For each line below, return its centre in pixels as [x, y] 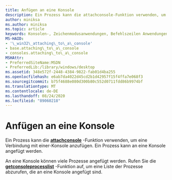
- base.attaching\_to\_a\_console [42, 48]
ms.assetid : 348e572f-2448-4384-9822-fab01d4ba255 [60, 72]
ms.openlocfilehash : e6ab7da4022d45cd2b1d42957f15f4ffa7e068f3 [74, 77]
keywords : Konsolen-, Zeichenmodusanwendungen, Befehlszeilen [73, 34]
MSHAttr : [15, 58]
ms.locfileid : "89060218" [33, 101]
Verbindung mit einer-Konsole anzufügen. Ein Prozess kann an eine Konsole [85, 146]
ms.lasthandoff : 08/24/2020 [35, 96]
